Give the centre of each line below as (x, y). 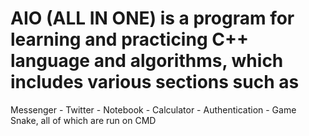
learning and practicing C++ (129, 39)
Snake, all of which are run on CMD (83, 120)
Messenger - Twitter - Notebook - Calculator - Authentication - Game (153, 109)
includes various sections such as (155, 82)
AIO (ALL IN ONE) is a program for (152, 18)
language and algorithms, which (147, 61)
